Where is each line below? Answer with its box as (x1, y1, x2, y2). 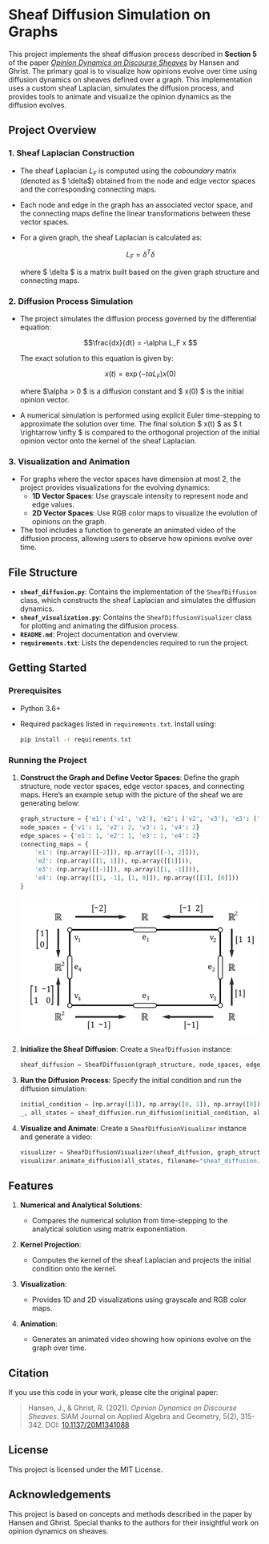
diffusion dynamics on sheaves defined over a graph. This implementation (8, 75, 253, 84)
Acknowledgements (8, 1488, 111, 1502)
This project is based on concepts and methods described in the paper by (8, 1509, 252, 1518)
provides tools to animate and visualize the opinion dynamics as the (8, 91, 232, 101)
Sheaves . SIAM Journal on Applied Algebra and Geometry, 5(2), (27, 1412, 239, 1421)
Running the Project (8, 754, 87, 766)
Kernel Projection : (19, 1240, 82, 1250)
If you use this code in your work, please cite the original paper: (8, 1388, 219, 1397)
